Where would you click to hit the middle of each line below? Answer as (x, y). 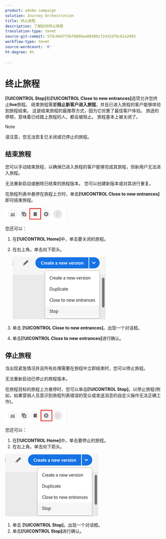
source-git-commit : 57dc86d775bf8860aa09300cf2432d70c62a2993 (70, 37)
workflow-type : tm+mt (27, 42)
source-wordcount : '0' (28, 47)
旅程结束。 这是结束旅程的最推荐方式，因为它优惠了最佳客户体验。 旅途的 (84, 111)
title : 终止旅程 (20, 21)
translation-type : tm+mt (31, 31)
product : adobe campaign (31, 10)
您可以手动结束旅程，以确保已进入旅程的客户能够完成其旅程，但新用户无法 (81, 167)
